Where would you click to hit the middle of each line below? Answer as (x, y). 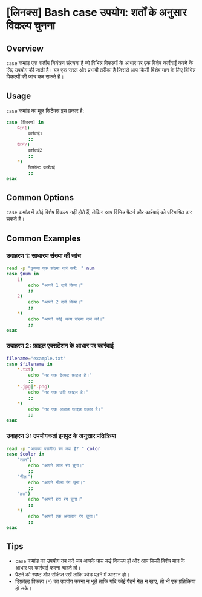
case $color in (25, 454)
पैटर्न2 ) (24, 145)
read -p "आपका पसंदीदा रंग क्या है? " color (54, 448)
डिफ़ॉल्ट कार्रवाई (42, 167)
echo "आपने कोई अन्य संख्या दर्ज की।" (67, 319)
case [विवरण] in (25, 122)
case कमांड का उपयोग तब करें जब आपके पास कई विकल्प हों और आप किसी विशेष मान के (100, 561)
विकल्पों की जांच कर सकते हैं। (35, 76)
